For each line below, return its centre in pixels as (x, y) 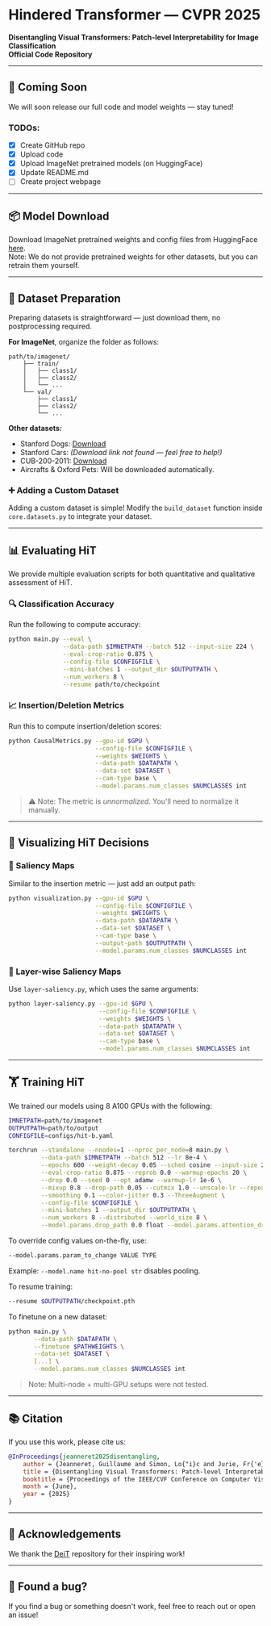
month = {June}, (50, 1486)
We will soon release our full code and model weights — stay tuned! (121, 107)
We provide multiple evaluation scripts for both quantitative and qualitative (132, 574)
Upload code (42, 154)
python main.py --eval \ (50, 639)
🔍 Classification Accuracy (61, 604)
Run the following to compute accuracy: (75, 625)
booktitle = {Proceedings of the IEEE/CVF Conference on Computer (137, 1479)
